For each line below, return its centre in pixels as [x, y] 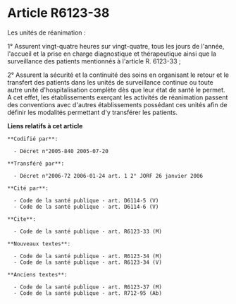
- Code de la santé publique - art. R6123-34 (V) [88, 262]
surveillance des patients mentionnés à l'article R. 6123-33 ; [94, 61]
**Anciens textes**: [38, 274]
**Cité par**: [28, 188]
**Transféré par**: [36, 164]
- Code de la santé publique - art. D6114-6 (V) [86, 207]
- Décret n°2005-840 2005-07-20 [61, 151]
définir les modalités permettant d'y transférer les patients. [93, 112]
